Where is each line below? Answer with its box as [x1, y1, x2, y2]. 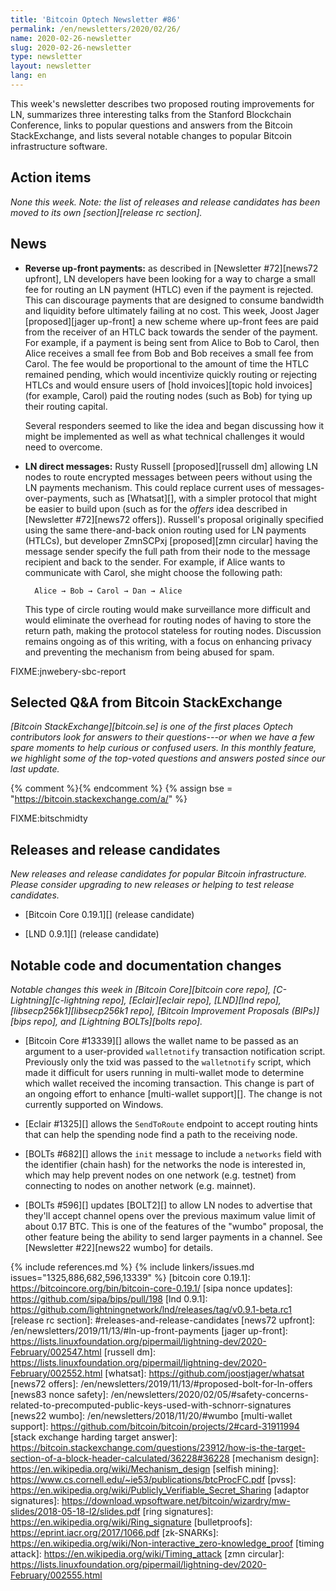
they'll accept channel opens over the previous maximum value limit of [24, 1209, 316, 1221]
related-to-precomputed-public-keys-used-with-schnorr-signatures [10, 1399, 292, 1411]
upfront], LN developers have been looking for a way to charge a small [24, 272, 316, 285]
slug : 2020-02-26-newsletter [10, 42, 132, 53]
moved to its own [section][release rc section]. [10, 206, 203, 218]
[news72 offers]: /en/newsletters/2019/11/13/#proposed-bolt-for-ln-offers [10, 1377, 313, 1390]
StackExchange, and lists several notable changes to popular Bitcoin [10, 129, 292, 141]
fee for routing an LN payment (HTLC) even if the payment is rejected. [24, 283, 314, 295]
